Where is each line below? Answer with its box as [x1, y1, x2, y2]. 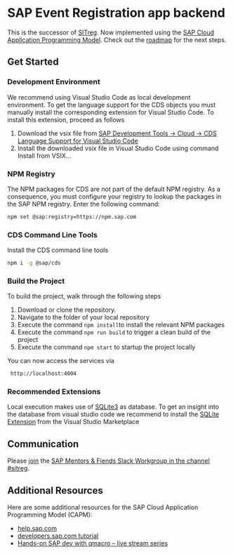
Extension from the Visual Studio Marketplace [7, 418, 140, 426]
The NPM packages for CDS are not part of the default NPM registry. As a [7, 185, 221, 193]
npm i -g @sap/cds [7, 260, 61, 267]
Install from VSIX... [17, 151, 72, 159]
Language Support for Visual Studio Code [17, 136, 138, 145]
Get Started [7, 56, 59, 68]
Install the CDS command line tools [7, 246, 109, 254]
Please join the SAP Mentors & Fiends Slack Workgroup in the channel [7, 456, 211, 465]
